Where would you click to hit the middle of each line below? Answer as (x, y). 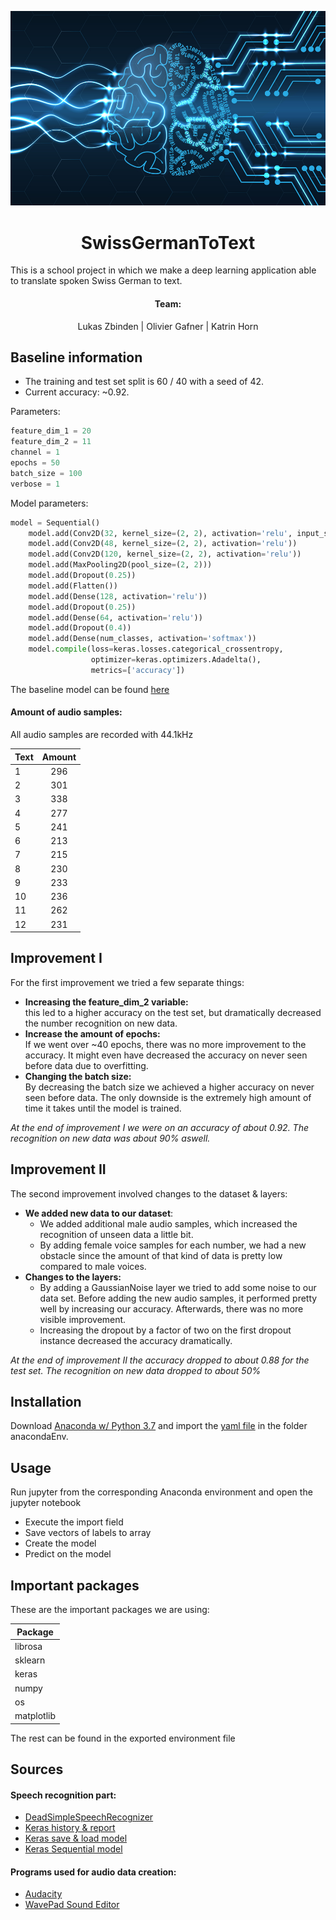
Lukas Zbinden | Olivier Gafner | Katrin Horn (168, 326)
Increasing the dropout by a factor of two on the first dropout (165, 1330)
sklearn (30, 1660)
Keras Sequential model (73, 1849)
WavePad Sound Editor (72, 1905)
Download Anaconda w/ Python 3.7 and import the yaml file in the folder (159, 1426)
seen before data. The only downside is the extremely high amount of (168, 1097)
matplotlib (35, 1716)
